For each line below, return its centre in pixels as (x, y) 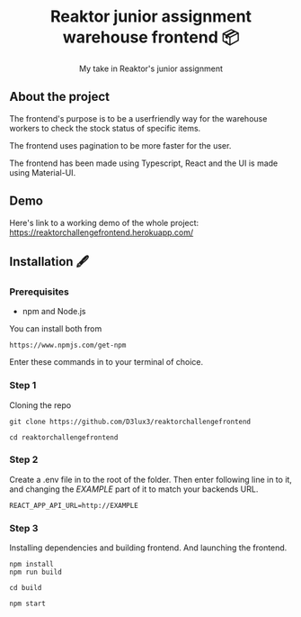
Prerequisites (39, 292)
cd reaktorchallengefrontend (64, 437)
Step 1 (23, 386)
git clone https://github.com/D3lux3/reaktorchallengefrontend (130, 422)
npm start (28, 604)
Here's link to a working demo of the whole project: (104, 222)
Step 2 (24, 459)
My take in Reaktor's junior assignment (151, 68)
